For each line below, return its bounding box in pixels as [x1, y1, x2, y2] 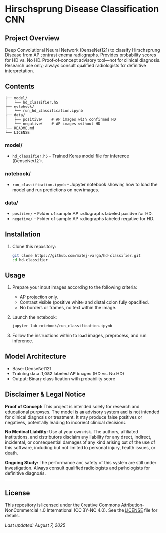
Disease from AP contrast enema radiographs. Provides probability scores [5, 52, 157, 58]
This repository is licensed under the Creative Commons [5, 502, 120, 508]
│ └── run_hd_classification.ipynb [5, 108, 83, 113]
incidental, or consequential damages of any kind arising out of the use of [5, 439, 156, 445]
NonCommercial [5, 507, 39, 513]
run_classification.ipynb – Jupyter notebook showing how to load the [12, 182, 158, 188]
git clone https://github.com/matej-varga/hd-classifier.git [12, 253, 141, 258]
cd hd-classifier [12, 258, 48, 263]
